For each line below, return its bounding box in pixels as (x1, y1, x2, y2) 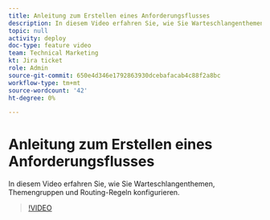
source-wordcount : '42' (8, 86, 88, 95)
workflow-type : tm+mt (8, 79, 81, 87)
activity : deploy (8, 34, 67, 43)
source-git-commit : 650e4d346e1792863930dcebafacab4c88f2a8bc (8, 71, 221, 79)
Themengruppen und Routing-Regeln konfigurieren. (8, 188, 180, 198)
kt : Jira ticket (8, 57, 63, 65)
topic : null (8, 26, 48, 35)
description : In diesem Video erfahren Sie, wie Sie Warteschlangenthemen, (8, 19, 268, 27)
